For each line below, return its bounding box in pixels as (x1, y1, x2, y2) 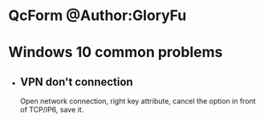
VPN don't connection (19, 75, 134, 88)
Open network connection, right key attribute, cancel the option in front (19, 96, 256, 106)
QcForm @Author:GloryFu (8, 6, 187, 25)
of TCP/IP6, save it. (19, 105, 84, 115)
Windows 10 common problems (8, 43, 223, 62)
